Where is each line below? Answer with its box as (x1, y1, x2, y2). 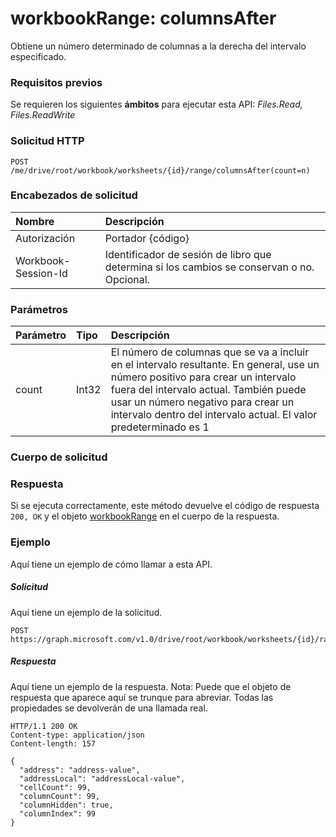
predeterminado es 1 (110, 420, 210, 434)
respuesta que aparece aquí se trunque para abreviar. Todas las (10, 691, 274, 703)
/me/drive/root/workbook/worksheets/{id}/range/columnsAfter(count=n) (10, 165, 311, 176)
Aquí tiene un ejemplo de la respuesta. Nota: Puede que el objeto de (10, 680, 292, 692)
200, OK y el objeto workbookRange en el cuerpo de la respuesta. (10, 510, 280, 522)
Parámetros (10, 302, 68, 316)
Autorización (15, 231, 76, 245)
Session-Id (15, 266, 68, 280)
